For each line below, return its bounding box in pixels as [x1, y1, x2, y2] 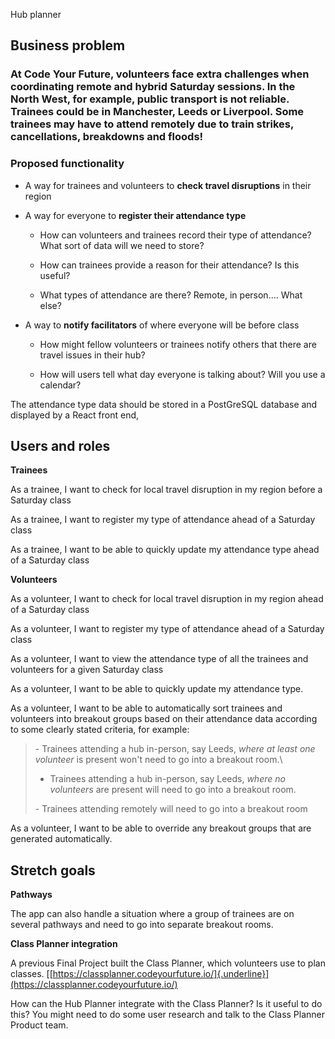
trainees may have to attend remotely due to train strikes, [10, 117, 294, 131]
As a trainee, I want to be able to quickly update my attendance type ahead [10, 544, 320, 556]
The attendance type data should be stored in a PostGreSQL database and [10, 398, 318, 410]
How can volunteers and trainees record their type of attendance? [39, 229, 312, 241]
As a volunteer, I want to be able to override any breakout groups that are [10, 822, 312, 834]
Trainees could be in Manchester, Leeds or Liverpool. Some [10, 105, 305, 119]
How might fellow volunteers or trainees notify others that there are [39, 338, 317, 350]
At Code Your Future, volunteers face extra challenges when [10, 67, 310, 81]
